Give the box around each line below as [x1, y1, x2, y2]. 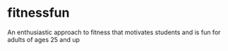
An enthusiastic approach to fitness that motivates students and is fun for [7, 28, 221, 36]
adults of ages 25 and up [7, 35, 80, 43]
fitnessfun [7, 5, 70, 21]
